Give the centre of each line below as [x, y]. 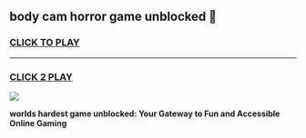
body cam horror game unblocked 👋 [113, 17]
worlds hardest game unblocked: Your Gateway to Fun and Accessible [145, 113]
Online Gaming [38, 123]
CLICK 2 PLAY [41, 76]
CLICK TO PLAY [45, 43]
